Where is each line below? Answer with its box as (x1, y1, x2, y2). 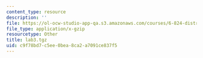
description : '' (6, 14, 47, 21)
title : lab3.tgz (6, 37, 47, 43)
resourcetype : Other (6, 31, 59, 37)
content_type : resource (6, 8, 66, 15)
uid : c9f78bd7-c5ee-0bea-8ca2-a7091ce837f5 (6, 43, 118, 49)
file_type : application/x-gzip (6, 25, 85, 32)
